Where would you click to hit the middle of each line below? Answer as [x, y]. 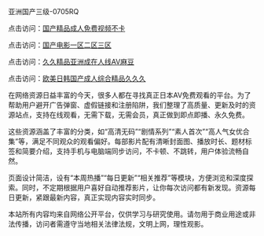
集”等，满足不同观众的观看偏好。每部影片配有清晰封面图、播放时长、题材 [127, 141]
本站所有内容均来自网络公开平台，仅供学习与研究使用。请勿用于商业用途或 [128, 214]
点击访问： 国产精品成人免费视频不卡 [67, 28]
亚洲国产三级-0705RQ [44, 11]
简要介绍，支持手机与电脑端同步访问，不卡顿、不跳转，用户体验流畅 [132, 151]
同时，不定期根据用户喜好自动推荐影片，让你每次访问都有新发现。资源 [135, 188]
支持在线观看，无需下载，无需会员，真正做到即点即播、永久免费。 [142, 115]
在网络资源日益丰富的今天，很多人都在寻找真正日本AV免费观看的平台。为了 [130, 95]
